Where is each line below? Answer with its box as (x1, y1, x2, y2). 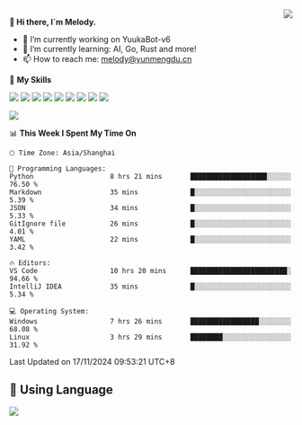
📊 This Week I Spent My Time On (9, 128, 137, 138)
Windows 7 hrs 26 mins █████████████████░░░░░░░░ (9, 317, 292, 326)
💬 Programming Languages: (9, 164, 106, 173)
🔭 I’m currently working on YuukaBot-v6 (22, 34, 171, 44)
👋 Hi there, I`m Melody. (9, 17, 96, 27)
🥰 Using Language (9, 382, 114, 398)
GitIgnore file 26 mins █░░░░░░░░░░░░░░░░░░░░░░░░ (9, 219, 292, 228)
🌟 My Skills (9, 75, 52, 84)
